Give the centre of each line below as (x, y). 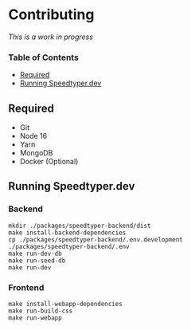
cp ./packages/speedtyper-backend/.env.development (95, 240)
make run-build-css (41, 311)
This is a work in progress (51, 37)
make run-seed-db (37, 261)
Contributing (51, 15)
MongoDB (36, 153)
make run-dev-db (35, 253)
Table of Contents (44, 57)
